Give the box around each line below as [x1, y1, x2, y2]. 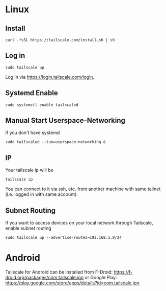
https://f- [114, 269, 133, 275]
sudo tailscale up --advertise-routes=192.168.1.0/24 [5, 235, 122, 240]
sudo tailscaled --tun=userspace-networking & [5, 140, 106, 145]
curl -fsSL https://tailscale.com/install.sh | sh [5, 37, 115, 42]
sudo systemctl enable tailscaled [5, 102, 79, 107]
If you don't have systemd [5, 129, 60, 136]
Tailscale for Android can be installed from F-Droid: [5, 269, 113, 275]
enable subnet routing [5, 225, 52, 231]
